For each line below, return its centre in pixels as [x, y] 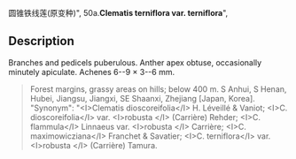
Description [41, 41]
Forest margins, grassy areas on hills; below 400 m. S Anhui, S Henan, [158, 89]
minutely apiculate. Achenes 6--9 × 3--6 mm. [91, 72]
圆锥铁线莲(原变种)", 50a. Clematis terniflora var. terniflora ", [118, 13]
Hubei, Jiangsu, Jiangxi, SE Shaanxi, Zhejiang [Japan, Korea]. [143, 98]
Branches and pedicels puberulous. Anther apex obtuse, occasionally [135, 62]
